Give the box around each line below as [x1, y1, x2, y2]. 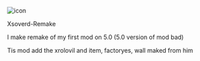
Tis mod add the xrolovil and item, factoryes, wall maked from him [7, 47, 194, 54]
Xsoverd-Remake [7, 20, 56, 27]
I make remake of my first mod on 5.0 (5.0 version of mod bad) [7, 33, 184, 41]
